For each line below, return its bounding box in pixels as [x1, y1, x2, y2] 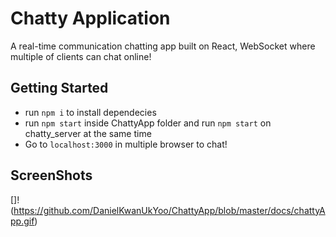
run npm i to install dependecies [24, 106, 157, 118]
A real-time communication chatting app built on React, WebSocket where [10, 40, 316, 52]
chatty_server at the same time [24, 127, 152, 139]
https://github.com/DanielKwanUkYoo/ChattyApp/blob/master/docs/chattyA [13, 204, 326, 216]
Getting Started [10, 80, 109, 97]
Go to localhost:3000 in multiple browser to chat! [24, 138, 228, 150]
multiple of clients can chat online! [10, 50, 152, 62]
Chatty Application [10, 7, 171, 30]
